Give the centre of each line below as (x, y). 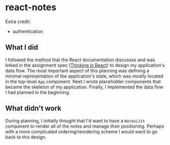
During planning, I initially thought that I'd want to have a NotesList (75, 120)
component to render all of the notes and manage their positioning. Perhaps (85, 126)
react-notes (31, 7)
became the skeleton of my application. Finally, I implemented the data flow (84, 87)
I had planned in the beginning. (38, 92)
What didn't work (33, 108)
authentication (28, 31)
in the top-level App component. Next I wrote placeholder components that (83, 81)
